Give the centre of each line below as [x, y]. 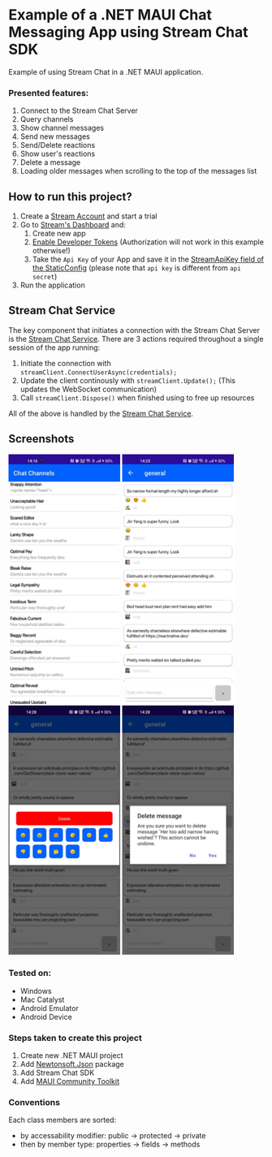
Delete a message [50, 162]
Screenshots [41, 439]
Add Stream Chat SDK [57, 1073]
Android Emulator [49, 1008]
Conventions [35, 1102]
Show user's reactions [58, 154]
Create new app [59, 234]
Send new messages [55, 136]
